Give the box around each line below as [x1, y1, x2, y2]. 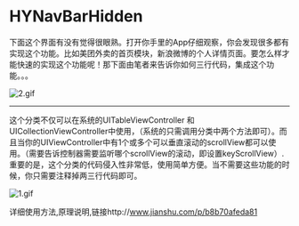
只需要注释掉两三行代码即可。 [32, 170, 142, 181]
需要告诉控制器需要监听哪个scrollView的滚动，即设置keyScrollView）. [28, 148, 285, 158]
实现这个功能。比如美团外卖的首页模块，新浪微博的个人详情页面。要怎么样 [9, 47, 282, 59]
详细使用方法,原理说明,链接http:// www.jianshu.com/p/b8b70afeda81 [9, 206, 258, 217]
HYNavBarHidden [9, 6, 143, 27]
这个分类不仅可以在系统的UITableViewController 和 [9, 114, 195, 125]
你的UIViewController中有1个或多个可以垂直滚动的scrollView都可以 [24, 136, 269, 148]
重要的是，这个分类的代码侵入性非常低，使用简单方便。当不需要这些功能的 [9, 158, 282, 170]
